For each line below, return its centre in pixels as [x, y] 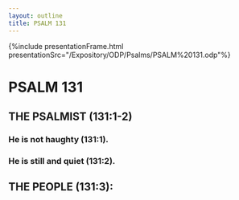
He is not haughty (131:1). [58, 139]
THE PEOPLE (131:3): [61, 187]
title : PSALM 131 [37, 23]
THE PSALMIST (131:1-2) [70, 117]
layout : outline [35, 16]
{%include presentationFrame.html [66, 46]
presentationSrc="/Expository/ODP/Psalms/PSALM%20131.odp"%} [119, 55]
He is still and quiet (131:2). [62, 161]
